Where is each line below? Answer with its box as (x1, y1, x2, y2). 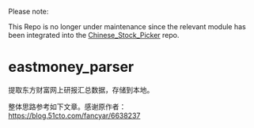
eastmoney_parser (8, 58, 135, 76)
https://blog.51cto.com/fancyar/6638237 (8, 111, 141, 120)
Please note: (8, 7, 49, 16)
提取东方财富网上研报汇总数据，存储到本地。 (8, 85, 154, 94)
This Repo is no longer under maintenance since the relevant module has (8, 22, 247, 31)
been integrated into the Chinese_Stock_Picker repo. (8, 31, 180, 40)
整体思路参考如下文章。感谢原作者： (8, 102, 127, 111)
